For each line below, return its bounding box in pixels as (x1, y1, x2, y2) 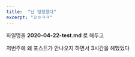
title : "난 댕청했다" (6, 8, 57, 15)
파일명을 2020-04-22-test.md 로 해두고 (6, 31, 104, 39)
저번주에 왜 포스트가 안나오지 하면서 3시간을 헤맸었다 (6, 44, 130, 52)
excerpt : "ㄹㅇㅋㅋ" (6, 14, 53, 20)
